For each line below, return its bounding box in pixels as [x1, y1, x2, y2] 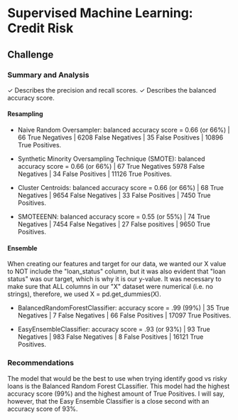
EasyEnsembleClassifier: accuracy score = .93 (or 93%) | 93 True [17, 325, 211, 334]
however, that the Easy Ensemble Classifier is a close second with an [7, 397, 210, 405]
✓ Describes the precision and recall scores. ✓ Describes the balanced [7, 85, 217, 94]
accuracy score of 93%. [7, 404, 78, 413]
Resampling [7, 110, 44, 118]
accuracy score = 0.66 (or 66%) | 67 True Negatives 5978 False [17, 162, 205, 171]
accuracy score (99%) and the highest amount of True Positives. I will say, [7, 389, 225, 398]
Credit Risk [7, 20, 74, 36]
